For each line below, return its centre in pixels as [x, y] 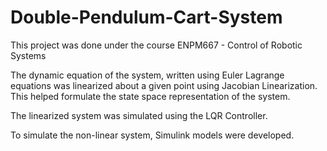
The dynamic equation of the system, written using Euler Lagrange [147, 75]
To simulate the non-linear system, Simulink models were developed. [152, 135]
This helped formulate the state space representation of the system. [150, 96]
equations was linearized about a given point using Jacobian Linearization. [164, 85]
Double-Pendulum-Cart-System [146, 17]
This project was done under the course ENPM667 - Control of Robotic [156, 45]
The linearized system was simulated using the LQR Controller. [139, 115]
